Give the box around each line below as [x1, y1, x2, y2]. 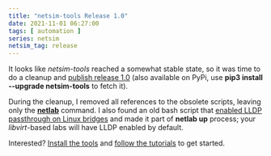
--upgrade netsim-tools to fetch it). [8, 82, 128, 91]
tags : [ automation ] [8, 27, 82, 35]
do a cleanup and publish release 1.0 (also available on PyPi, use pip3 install [8, 73, 263, 82]
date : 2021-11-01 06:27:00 [8, 19, 100, 27]
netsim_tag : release [8, 42, 78, 50]
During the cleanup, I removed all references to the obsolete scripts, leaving [8, 97, 261, 107]
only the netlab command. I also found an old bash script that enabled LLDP [8, 106, 263, 116]
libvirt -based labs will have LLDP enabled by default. [8, 123, 184, 133]
